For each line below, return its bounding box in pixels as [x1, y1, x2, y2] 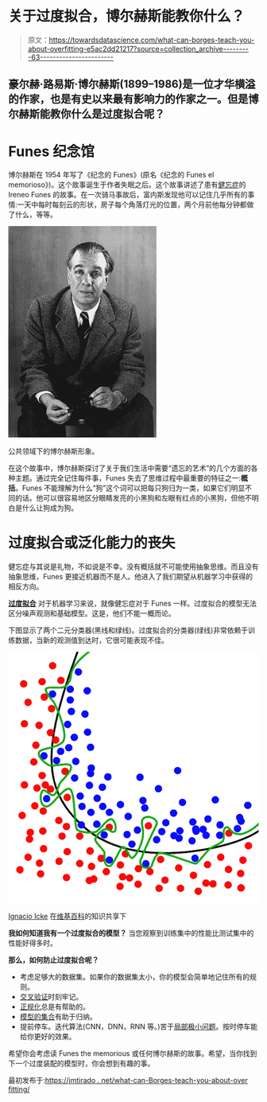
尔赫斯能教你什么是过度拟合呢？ [8, 107, 165, 121]
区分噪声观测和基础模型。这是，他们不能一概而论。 [8, 609, 176, 618]
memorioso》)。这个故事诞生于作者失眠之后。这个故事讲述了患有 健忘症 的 [8, 180, 246, 189]
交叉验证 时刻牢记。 [19, 992, 83, 1002]
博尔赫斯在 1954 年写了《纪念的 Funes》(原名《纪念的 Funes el [8, 170, 215, 180]
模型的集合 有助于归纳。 [19, 1012, 97, 1022]
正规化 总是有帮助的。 [19, 1002, 90, 1011]
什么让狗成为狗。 [21, 503, 78, 513]
